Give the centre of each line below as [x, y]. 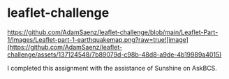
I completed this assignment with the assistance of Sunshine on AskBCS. [112, 68]
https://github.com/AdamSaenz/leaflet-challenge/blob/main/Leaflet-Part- [113, 32]
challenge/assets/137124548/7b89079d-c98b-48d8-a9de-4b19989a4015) [114, 55]
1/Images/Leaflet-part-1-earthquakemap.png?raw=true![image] [98, 39]
